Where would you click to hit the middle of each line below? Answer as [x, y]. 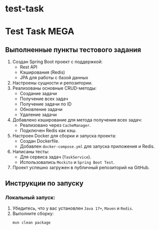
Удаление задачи [38, 115]
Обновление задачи [41, 110]
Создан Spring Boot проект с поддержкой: [58, 62]
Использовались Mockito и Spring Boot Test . [67, 162]
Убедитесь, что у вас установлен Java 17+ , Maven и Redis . [73, 208]
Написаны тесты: [31, 152]
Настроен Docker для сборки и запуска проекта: [64, 136]
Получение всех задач [44, 99]
